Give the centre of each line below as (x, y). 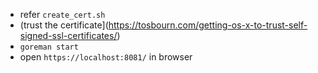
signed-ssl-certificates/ (68, 35)
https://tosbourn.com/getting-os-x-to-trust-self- (208, 25)
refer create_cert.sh (62, 14)
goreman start (49, 47)
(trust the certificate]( (64, 25)
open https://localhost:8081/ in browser (106, 57)
